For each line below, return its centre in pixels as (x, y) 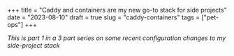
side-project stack (34, 45)
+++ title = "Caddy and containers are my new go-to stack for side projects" (117, 10)
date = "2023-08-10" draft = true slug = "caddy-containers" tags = (104, 17)
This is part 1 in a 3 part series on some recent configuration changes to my (117, 38)
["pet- (210, 17)
